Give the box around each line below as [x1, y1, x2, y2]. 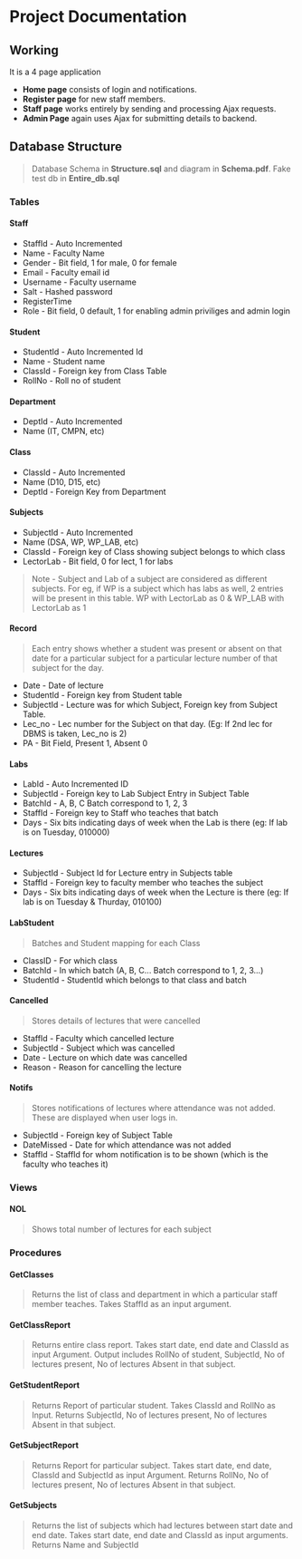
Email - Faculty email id [22, 266, 110, 277]
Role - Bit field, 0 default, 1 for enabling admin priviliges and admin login [22, 305, 291, 316]
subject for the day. [31, 662, 104, 673]
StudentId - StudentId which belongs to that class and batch [22, 974, 247, 985]
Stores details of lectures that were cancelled [31, 1015, 201, 1026]
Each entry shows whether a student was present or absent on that [31, 643, 282, 654]
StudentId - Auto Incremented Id [22, 346, 143, 357]
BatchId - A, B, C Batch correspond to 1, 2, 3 [22, 798, 188, 809]
